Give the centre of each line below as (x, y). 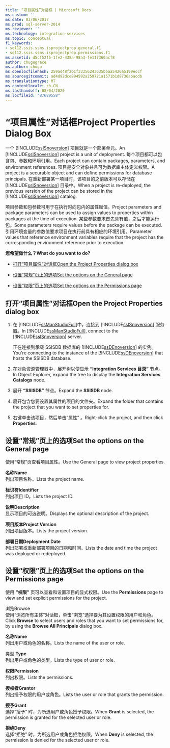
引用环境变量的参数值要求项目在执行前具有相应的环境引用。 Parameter (79, 231)
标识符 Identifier (22, 489)
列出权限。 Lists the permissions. (39, 677)
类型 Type (16, 654)
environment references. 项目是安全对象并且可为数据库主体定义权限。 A (80, 167)
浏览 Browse (18, 608)
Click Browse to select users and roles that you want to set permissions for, (84, 621)
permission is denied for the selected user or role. (58, 740)
